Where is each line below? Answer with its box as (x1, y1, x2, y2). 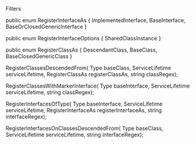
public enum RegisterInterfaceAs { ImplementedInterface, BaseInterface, (5, 17, 186, 23)
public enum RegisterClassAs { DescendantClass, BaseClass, (5, 46, 158, 53)
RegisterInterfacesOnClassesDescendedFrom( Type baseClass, (5, 125, 164, 131)
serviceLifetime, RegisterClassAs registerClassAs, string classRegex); (5, 71, 179, 77)
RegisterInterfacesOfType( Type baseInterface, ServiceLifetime (5, 100, 163, 107)
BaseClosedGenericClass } (5, 53, 73, 59)
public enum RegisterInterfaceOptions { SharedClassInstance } (5, 35, 162, 41)
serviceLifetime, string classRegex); (5, 89, 94, 95)
